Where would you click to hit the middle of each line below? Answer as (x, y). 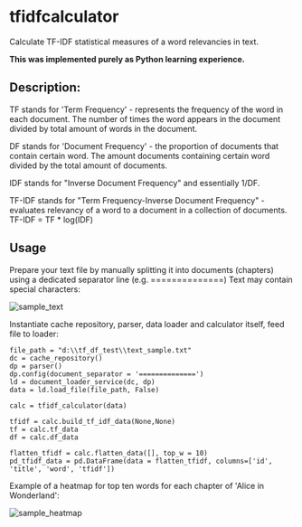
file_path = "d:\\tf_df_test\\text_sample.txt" (101, 350)
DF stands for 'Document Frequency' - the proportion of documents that (144, 146)
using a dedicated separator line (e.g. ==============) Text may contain (151, 279)
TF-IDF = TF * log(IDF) (51, 220)
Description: (45, 88)
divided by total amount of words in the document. (103, 128)
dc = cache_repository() (56, 358)
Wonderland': (35, 495)
